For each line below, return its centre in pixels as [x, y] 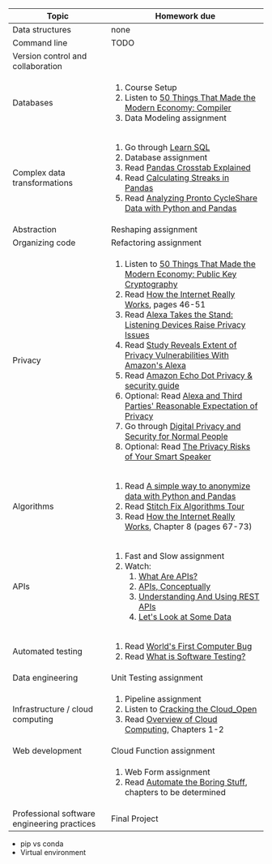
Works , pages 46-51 [165, 305]
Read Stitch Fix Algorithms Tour [185, 506]
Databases [33, 103]
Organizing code [44, 243]
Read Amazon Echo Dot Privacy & [188, 375]
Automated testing [47, 651]
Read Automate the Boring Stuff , [186, 782]
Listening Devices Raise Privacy [185, 325]
